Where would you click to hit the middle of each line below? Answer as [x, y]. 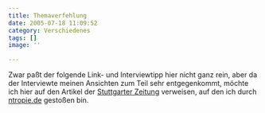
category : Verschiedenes [49, 30]
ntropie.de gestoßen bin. [49, 100]
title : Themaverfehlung [48, 16]
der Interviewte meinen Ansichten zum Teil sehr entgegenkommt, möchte [129, 84]
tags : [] [23, 38]
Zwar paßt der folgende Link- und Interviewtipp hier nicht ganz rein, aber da [133, 75]
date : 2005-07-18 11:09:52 [53, 23]
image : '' [25, 45]
